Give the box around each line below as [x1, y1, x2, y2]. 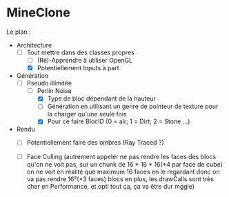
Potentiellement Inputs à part [37, 64, 119, 72]
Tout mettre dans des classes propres [26, 48, 135, 56]
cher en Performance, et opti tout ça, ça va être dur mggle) [26, 182, 195, 190]
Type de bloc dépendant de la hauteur [47, 94, 157, 103]
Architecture [16, 41, 52, 49]
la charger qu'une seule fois [47, 110, 127, 118]
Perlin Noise [37, 87, 72, 95]
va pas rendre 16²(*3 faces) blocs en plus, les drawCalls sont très [26, 174, 215, 183]
